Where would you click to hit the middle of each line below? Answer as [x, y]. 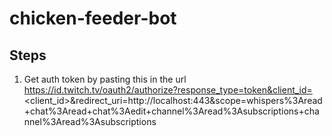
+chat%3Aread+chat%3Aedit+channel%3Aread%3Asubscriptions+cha [171, 111]
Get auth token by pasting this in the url [105, 79]
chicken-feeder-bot [93, 18]
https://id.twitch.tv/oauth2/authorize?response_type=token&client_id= [168, 90]
